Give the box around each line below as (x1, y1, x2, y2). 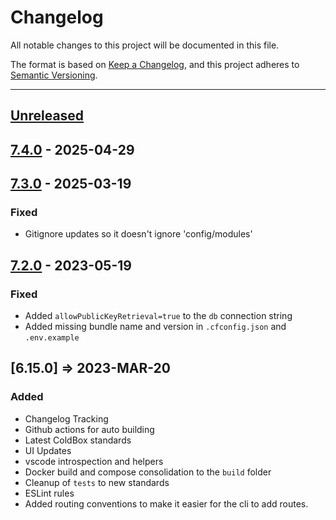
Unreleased (10, 107, 85, 125)
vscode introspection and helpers (24, 455, 164, 467)
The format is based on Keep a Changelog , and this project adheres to (10, 58, 300, 70)
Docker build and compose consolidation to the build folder (24, 466, 272, 478)
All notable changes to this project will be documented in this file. (10, 39, 280, 51)
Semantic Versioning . (10, 69, 98, 81)
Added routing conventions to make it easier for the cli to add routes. (24, 497, 309, 510)
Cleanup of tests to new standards (24, 476, 170, 488)
